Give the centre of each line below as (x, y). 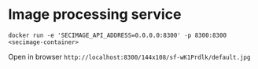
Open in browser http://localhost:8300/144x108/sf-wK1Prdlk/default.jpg (129, 56)
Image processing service (95, 15)
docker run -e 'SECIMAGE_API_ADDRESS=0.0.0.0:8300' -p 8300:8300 (117, 35)
